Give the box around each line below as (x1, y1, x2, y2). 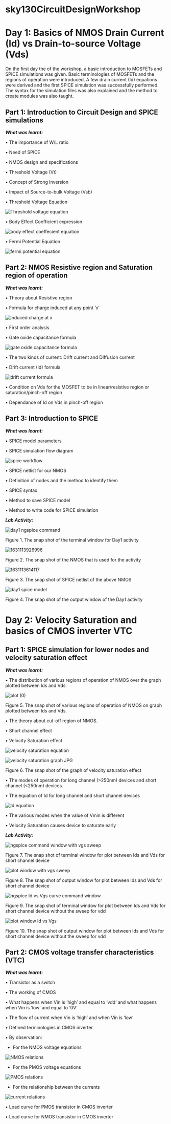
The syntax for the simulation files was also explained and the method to (5, 88, 158, 94)
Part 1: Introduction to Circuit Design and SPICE (5, 107, 158, 116)
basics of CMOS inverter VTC (5, 625, 133, 637)
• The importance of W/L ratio (5, 139, 69, 145)
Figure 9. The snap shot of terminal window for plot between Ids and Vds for (5, 902, 166, 909)
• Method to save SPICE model (5, 497, 70, 503)
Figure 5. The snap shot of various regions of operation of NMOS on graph (5, 702, 162, 708)
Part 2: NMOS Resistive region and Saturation (5, 263, 153, 272)
